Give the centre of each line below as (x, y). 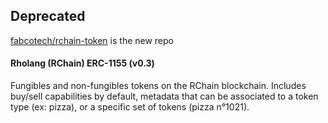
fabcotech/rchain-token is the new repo (92, 40)
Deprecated (48, 16)
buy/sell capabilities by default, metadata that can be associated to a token (164, 96)
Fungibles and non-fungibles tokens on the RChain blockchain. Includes (158, 86)
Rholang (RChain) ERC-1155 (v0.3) (82, 63)
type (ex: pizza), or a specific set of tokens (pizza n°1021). (130, 107)
